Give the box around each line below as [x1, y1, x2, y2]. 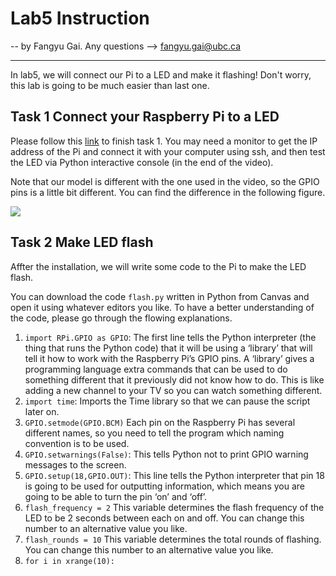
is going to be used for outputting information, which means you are [24, 480, 305, 492]
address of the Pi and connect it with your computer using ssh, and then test [10, 145, 326, 157]
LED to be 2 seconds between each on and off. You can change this [24, 512, 305, 524]
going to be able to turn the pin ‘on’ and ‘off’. [24, 490, 208, 502]
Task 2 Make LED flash [10, 234, 154, 251]
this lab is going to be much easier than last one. [10, 79, 210, 91]
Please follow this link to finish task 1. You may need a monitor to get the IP [10, 135, 318, 147]
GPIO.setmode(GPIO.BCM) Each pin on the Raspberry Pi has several [24, 416, 296, 428]
